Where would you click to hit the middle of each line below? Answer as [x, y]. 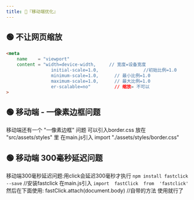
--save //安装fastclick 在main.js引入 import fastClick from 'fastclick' [97, 183]
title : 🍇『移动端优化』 [32, 12]
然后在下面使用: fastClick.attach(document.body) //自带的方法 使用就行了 [95, 191]
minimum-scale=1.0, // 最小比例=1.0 [101, 75]
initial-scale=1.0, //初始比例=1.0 [114, 70]
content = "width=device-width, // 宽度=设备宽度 [81, 65]
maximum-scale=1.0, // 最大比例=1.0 [101, 81]
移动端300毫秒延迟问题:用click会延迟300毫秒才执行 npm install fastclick [97, 176]
